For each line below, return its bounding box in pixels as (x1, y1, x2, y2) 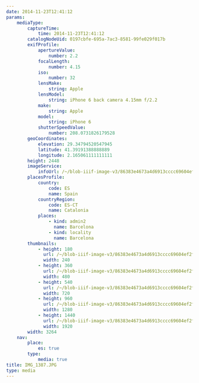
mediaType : (17, 20, 44, 26)
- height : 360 (37, 262, 73, 269)
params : (6, 14, 25, 20)
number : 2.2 (48, 53, 78, 59)
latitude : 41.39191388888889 (37, 147, 110, 153)
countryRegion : (37, 197, 76, 202)
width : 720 (43, 290, 70, 296)
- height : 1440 (37, 312, 76, 318)
